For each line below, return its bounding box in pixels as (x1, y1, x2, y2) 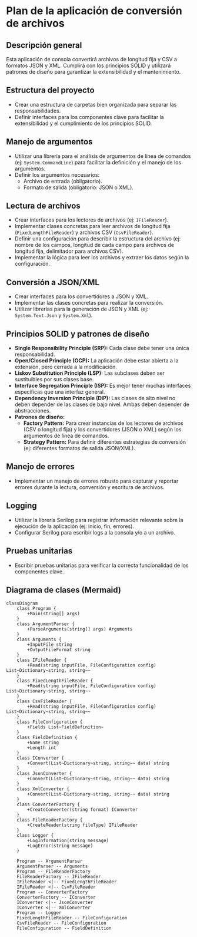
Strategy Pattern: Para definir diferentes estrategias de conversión (23, 438, 186, 446)
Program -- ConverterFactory (16, 889, 88, 895)
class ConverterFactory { (16, 801, 81, 808)
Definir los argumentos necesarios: (14, 171, 100, 178)
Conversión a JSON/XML (6, 277, 100, 287)
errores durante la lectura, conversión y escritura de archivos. (14, 483, 165, 490)
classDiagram (6, 601, 38, 606)
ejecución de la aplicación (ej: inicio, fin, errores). (14, 523, 134, 530)
